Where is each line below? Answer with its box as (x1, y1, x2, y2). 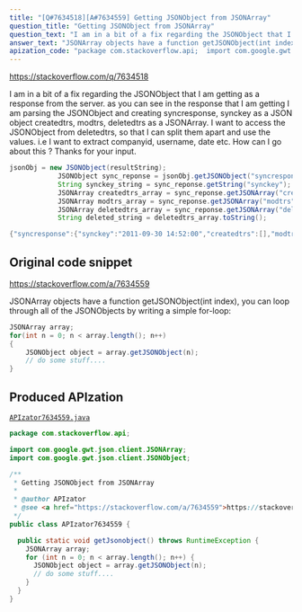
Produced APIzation (9, 389, 124, 404)
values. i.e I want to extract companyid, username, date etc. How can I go (9, 137, 282, 147)
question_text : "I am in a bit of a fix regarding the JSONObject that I (9, 30, 292, 39)
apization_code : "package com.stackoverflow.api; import (9, 47, 231, 56)
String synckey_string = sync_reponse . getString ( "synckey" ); (57, 180, 292, 189)
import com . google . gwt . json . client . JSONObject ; (9, 453, 191, 463)
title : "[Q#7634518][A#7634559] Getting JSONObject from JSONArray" (9, 13, 271, 22)
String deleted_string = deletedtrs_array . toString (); (57, 213, 268, 223)
